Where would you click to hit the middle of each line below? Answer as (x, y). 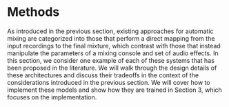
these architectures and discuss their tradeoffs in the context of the (103, 75)
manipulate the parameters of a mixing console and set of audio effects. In (113, 53)
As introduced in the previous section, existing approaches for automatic (110, 31)
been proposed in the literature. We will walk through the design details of (112, 68)
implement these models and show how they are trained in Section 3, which (114, 90)
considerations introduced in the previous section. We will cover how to (109, 82)
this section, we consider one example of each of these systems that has (111, 60)
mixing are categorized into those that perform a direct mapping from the (111, 38)
